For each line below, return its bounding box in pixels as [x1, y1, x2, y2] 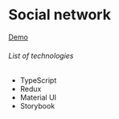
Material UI [19, 92, 57, 102]
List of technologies [8, 51, 74, 60]
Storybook [19, 101, 55, 111]
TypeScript [19, 76, 57, 85]
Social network [8, 6, 111, 24]
